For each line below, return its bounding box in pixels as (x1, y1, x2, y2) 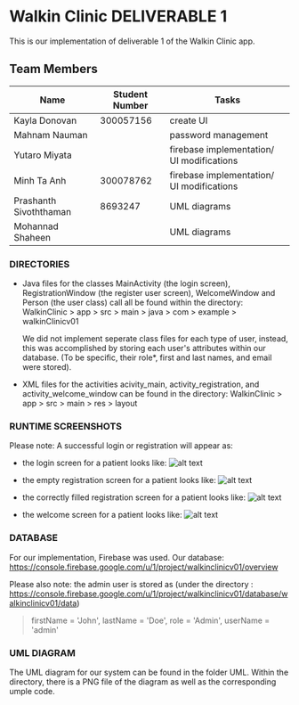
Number (112, 99, 149, 111)
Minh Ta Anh (13, 174, 67, 186)
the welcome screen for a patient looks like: (21, 510, 182, 521)
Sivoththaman (13, 205, 72, 217)
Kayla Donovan (13, 114, 77, 127)
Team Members (9, 61, 98, 77)
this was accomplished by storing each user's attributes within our (21, 343, 267, 354)
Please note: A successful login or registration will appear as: (9, 440, 233, 451)
